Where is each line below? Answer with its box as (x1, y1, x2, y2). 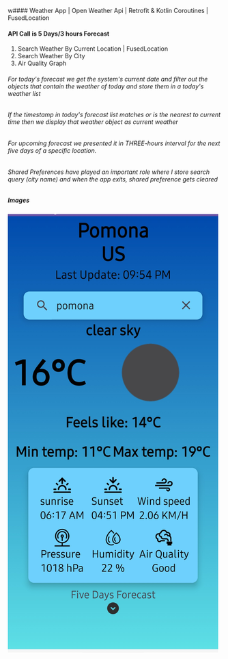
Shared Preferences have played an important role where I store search (8, 168, 210, 176)
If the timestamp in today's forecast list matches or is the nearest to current (8, 110, 221, 119)
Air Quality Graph (17, 59, 67, 68)
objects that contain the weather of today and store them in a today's (8, 82, 204, 90)
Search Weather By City (17, 52, 85, 60)
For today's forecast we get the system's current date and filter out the (8, 75, 208, 83)
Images (8, 196, 30, 205)
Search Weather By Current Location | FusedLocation (17, 45, 169, 53)
